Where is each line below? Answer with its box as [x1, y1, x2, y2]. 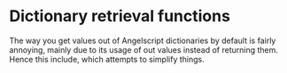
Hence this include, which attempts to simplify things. [9, 54, 206, 64]
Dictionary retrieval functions [9, 6, 230, 26]
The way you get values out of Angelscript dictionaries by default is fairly [9, 35, 276, 46]
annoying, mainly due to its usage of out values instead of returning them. [9, 44, 279, 55]
